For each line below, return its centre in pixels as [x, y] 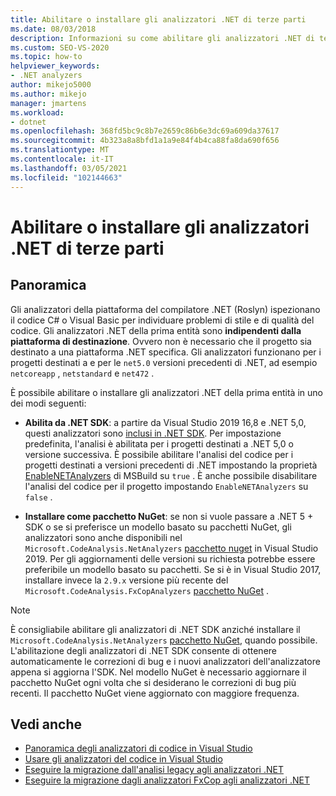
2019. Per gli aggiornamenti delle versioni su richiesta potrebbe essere [170, 558]
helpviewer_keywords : [55, 66]
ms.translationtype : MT [60, 150]
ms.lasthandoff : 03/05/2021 [69, 168]
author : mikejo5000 [51, 85]
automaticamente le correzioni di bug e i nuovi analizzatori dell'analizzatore [165, 661]
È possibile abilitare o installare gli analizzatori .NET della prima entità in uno [166, 392]
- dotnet [28, 122]
